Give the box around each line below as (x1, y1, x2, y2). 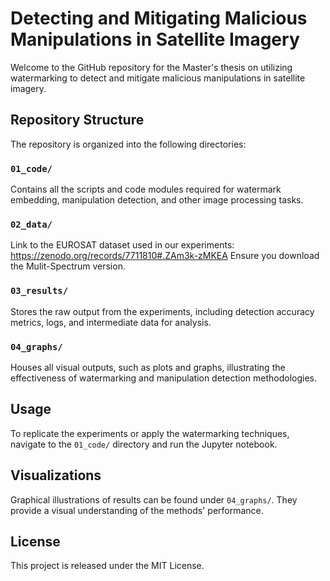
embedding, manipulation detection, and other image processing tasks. (10, 194, 304, 206)
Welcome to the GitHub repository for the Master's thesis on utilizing (10, 61, 293, 73)
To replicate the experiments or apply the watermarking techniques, (10, 427, 290, 439)
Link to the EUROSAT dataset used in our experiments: (10, 239, 235, 251)
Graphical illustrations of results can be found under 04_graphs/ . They (10, 493, 298, 506)
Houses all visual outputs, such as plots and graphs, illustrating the (10, 361, 286, 373)
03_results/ (10, 285, 69, 297)
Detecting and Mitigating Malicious (10, 7, 308, 30)
